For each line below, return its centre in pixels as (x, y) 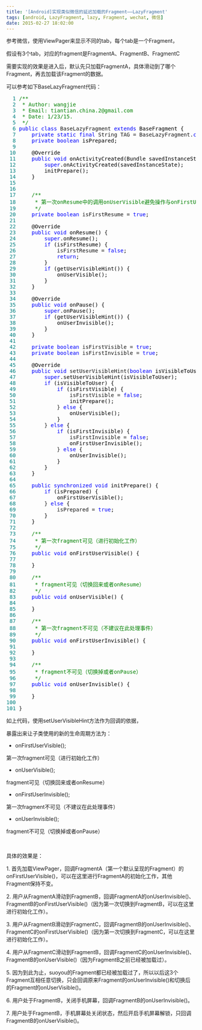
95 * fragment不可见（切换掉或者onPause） (75, 672)
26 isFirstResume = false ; (68, 251)
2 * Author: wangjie (44, 105)
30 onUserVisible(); (59, 275)
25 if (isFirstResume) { (59, 245)
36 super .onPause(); (52, 311)
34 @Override (35, 299)
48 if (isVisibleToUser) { (62, 383)
